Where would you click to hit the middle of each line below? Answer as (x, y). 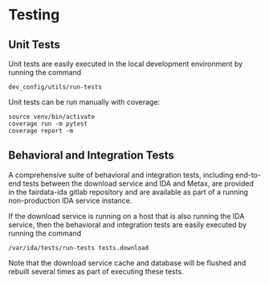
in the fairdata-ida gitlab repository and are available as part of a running (128, 191)
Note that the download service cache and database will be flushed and (127, 262)
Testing (34, 15)
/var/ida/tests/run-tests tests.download (79, 248)
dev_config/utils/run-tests (55, 87)
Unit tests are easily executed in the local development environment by (126, 64)
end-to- (248, 175)
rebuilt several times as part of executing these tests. (96, 271)
